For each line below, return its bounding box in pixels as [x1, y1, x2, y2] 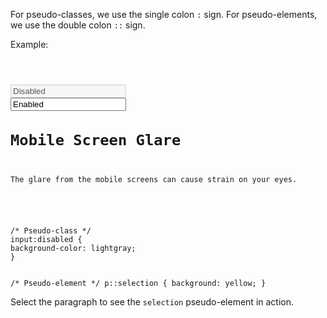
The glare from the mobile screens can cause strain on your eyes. [10, 175, 298, 185]
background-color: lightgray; [10, 244, 137, 254]
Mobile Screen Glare [10, 131, 182, 150]
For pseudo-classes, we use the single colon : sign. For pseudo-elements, [10, 9, 318, 20]
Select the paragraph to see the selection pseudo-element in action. [10, 296, 295, 308]
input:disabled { [10, 235, 83, 245]
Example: [10, 39, 49, 50]
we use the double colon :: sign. [10, 19, 146, 31]
